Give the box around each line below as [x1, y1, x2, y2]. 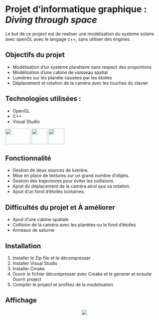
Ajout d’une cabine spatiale [12, 217, 69, 223]
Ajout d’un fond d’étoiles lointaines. [12, 189, 85, 195]
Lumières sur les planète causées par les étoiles [12, 74, 112, 81]
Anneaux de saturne [12, 227, 55, 233]
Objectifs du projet [5, 51, 65, 59]
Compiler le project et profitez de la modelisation [12, 282, 114, 287]
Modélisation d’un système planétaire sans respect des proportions [12, 64, 152, 70]
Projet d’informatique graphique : [5, 4, 147, 15]
